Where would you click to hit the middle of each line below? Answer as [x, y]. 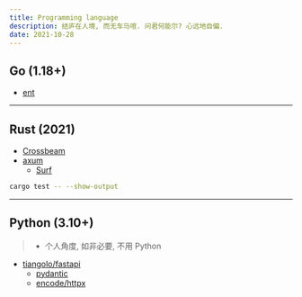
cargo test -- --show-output [64, 186]
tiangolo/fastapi [51, 264]
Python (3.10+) [52, 223]
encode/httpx [61, 283]
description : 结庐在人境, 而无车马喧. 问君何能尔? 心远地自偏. [117, 26]
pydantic [52, 273]
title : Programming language [64, 18]
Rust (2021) [42, 129]
